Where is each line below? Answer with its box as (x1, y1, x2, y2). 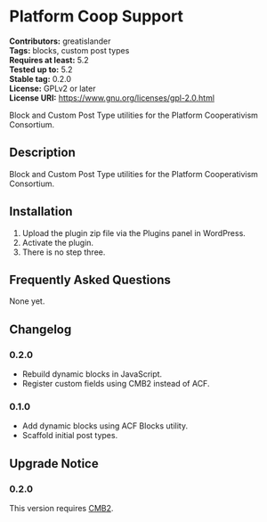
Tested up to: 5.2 (9, 64, 73, 75)
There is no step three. (21, 247, 106, 257)
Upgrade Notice (9, 456, 100, 471)
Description (9, 145, 76, 160)
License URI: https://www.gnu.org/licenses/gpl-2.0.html (9, 92, 215, 103)
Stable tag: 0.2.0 (9, 73, 72, 84)
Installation (9, 204, 73, 219)
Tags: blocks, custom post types (9, 45, 130, 55)
